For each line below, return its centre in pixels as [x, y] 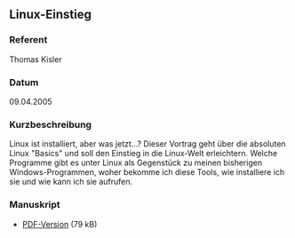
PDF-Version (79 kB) [60, 224]
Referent [28, 40]
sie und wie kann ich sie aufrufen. [71, 182]
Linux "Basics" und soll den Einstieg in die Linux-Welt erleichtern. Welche [144, 154]
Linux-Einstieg [50, 15]
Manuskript [35, 205]
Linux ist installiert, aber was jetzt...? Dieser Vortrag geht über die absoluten [147, 144]
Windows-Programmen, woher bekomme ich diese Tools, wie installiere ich [147, 172]
